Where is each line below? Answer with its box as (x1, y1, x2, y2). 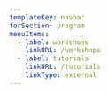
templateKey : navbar (9, 12, 86, 22)
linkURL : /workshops (25, 46, 101, 55)
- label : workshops (17, 37, 90, 47)
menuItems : (9, 29, 50, 38)
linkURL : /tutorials (25, 63, 101, 72)
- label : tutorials (17, 54, 90, 63)
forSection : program (9, 21, 86, 30)
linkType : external (25, 71, 97, 80)
